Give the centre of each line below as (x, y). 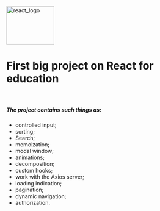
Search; (25, 138)
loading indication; (38, 183)
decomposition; (35, 163)
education (33, 79)
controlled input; (36, 125)
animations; (30, 157)
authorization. (33, 202)
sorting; (25, 131)
